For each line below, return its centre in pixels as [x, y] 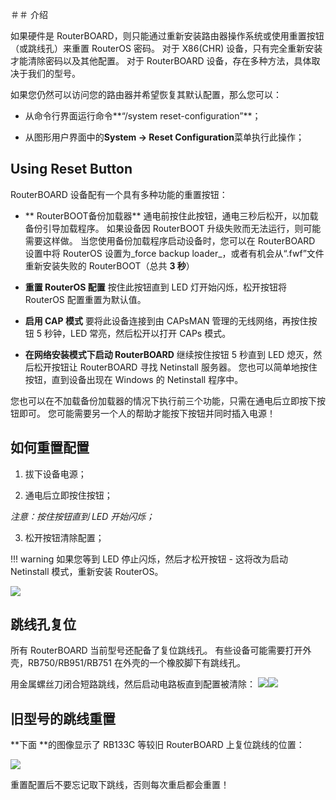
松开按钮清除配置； [64, 537]
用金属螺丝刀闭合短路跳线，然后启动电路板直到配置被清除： [133, 684]
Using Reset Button [71, 169]
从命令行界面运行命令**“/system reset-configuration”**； [143, 116]
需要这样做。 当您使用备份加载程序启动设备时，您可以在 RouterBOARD [170, 240]
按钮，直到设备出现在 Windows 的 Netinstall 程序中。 [134, 379]
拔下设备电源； [55, 474]
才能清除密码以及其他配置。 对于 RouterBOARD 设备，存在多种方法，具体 [161, 61]
